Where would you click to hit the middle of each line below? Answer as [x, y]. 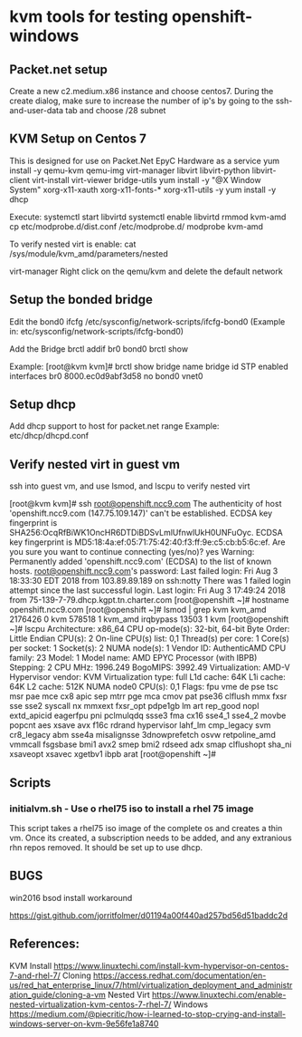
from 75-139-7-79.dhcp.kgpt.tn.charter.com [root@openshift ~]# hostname [149, 600]
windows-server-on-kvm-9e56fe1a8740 [84, 1023]
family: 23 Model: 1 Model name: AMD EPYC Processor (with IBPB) [133, 658]
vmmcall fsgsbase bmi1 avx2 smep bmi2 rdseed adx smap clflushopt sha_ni [151, 744]
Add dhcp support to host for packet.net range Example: [114, 426]
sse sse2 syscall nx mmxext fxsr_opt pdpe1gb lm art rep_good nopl [134, 706]
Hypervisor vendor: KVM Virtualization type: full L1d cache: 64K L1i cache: [148, 677]
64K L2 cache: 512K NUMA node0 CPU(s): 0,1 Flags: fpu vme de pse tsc [144, 687]
